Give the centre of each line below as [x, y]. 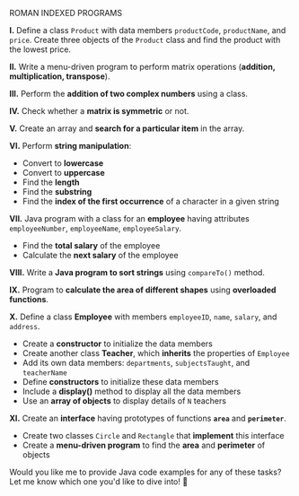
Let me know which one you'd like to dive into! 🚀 [99, 482]
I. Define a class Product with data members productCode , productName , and [148, 30]
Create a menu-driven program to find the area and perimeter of [144, 445]
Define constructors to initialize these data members [120, 382]
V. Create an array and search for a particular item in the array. [127, 128]
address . [25, 326]
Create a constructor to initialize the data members [117, 344]
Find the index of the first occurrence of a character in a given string [151, 201]
